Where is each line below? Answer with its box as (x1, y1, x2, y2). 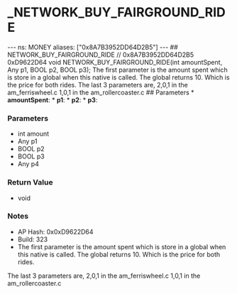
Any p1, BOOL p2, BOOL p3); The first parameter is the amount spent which (7, 65, 228, 74)
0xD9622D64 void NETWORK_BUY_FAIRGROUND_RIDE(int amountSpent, (7, 58, 223, 66)
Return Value (7, 178, 53, 187)
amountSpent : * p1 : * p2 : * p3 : (7, 95, 98, 104)
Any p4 (17, 160, 39, 168)
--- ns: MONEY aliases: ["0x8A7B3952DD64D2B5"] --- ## (7, 43, 179, 51)
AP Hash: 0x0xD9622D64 (17, 227, 94, 236)
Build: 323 (17, 235, 48, 244)
